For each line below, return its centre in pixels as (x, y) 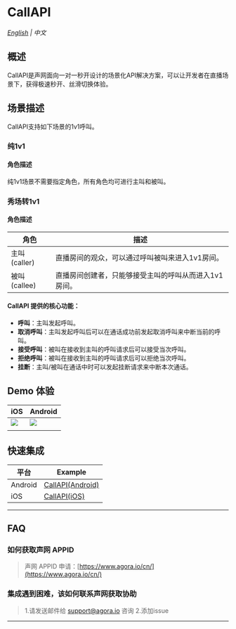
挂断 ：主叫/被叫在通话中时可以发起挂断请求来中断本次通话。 (105, 367)
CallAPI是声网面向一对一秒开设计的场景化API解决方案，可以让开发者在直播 (115, 75)
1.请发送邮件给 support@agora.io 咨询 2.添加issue (97, 610)
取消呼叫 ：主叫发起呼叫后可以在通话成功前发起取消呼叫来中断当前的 (116, 332)
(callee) (24, 285)
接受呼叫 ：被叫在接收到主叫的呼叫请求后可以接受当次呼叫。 (104, 349)
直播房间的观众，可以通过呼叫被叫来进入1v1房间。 (139, 257)
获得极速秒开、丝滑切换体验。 (69, 84)
